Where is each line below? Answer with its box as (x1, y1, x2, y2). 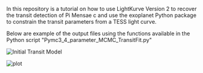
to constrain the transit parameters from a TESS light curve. (6, 18, 157, 25)
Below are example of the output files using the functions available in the (6, 30, 190, 37)
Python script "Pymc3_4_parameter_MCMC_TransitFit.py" (6, 36, 152, 43)
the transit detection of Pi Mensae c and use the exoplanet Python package (6, 12, 197, 19)
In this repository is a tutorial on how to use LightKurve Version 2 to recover (6, 5, 197, 12)
